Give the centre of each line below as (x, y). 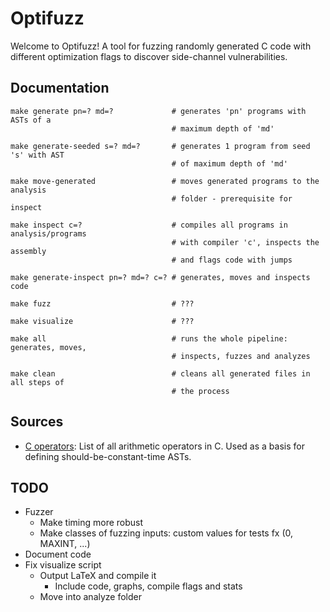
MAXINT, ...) (65, 544)
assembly (28, 251)
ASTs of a (31, 120)
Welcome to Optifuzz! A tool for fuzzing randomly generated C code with (161, 46)
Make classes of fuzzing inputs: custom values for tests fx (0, (166, 533)
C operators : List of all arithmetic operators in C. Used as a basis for (164, 446)
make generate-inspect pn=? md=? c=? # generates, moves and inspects (160, 277)
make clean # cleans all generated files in (160, 373)
